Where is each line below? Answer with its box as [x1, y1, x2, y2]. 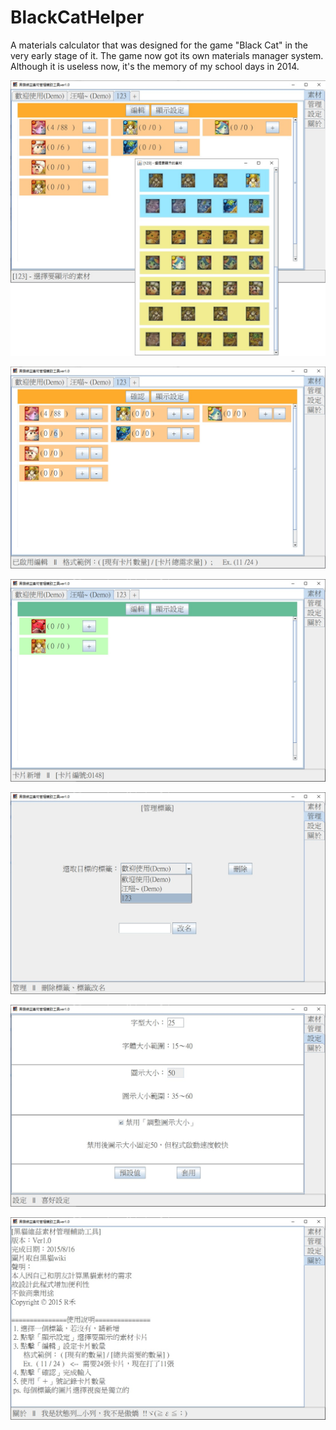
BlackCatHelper [10, 6, 145, 29]
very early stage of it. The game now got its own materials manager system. [10, 49, 324, 61]
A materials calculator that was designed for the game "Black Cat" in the [10, 39, 309, 51]
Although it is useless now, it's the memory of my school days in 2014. [10, 60, 300, 72]
